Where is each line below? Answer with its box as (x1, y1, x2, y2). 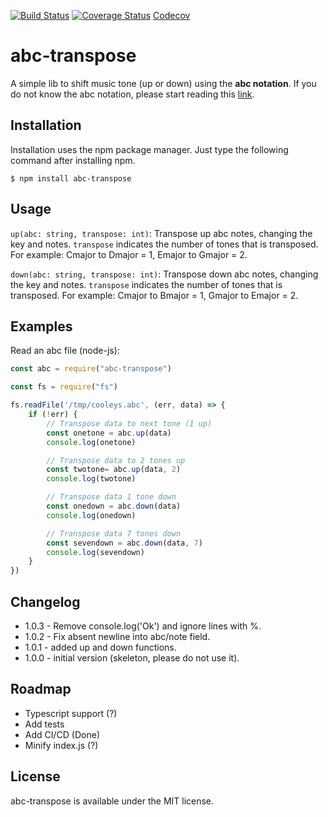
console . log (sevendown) (46, 547, 145, 557)
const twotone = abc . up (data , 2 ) (46, 465, 182, 475)
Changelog (10, 593, 81, 610)
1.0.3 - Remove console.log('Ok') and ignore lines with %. (24, 620, 262, 632)
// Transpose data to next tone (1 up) (46, 418, 213, 429)
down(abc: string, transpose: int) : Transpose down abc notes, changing (10, 268, 319, 280)
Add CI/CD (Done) (24, 728, 100, 740)
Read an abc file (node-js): (10, 345, 120, 357)
